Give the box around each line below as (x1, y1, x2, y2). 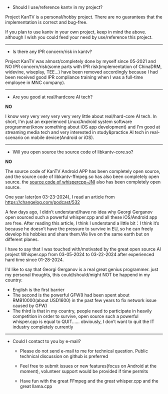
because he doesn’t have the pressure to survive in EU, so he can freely (5, 226, 153, 231)
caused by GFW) (12, 302, 47, 308)
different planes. (5, 236, 39, 242)
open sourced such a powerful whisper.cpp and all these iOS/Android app (5, 214, 157, 220)
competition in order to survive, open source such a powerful (12, 313, 139, 319)
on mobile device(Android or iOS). (24, 134, 94, 140)
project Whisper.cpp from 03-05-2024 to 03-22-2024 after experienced (5, 251, 154, 257)
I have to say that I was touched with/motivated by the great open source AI (5, 246, 161, 252)
